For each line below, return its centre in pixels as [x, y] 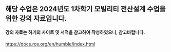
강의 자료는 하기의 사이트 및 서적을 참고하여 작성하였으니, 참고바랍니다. [75, 32]
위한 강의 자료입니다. [36, 18]
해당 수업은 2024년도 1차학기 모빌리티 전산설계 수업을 [85, 9]
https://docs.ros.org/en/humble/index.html [50, 44]
